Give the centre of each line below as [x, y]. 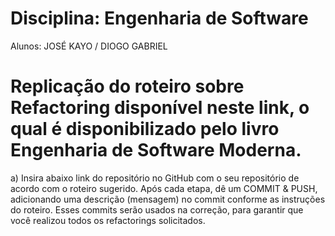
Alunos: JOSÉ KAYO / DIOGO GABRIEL [89, 46]
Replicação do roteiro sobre [127, 86]
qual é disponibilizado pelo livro [145, 129]
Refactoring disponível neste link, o [160, 108]
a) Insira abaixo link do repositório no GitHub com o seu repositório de [155, 178]
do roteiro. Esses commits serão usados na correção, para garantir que [157, 209]
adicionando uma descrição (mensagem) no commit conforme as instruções [168, 199]
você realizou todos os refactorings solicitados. [108, 220]
